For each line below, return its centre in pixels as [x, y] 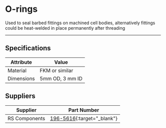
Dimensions [21, 79]
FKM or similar [56, 70]
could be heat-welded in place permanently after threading [65, 28]
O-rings [21, 9]
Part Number [84, 110]
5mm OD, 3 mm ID [61, 79]
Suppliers [20, 96]
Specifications [28, 48]
